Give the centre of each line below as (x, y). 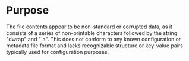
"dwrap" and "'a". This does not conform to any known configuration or (94, 39)
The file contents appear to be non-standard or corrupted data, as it (89, 27)
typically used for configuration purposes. (58, 52)
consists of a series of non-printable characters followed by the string (92, 33)
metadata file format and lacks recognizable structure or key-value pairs (94, 46)
